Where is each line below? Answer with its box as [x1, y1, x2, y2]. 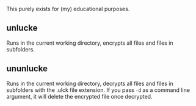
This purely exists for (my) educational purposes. [6, 6, 130, 12]
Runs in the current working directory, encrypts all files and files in [6, 39, 173, 47]
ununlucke [6, 64, 48, 74]
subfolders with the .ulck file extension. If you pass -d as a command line [6, 86, 191, 94]
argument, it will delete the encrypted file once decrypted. [6, 93, 153, 100]
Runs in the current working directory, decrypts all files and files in [6, 80, 174, 87]
